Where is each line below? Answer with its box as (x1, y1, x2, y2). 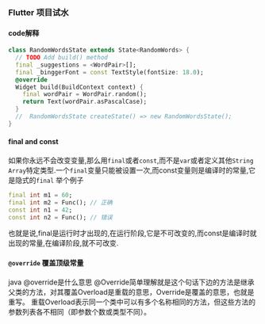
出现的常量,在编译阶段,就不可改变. (8, 238, 119, 248)
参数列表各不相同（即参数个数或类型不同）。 (8, 307, 151, 316)
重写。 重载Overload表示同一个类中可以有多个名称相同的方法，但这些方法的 (8, 297, 256, 307)
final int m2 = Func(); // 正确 (8, 198, 113, 207)
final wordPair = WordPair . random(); (22, 90, 148, 98)
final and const (8, 137, 59, 147)
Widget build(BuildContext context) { (15, 83, 144, 91)
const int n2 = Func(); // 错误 (8, 213, 113, 221)
